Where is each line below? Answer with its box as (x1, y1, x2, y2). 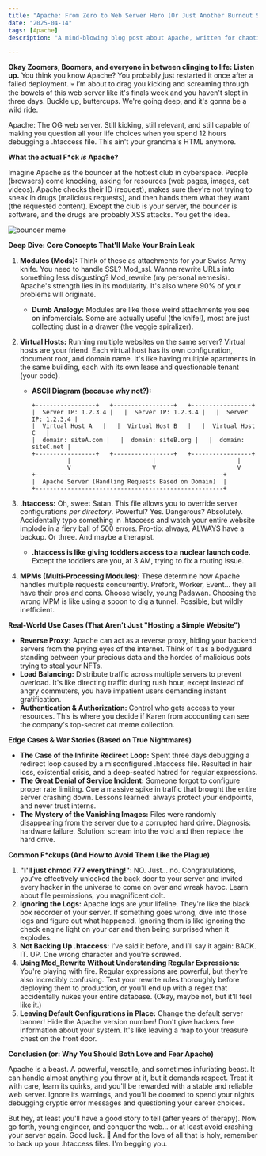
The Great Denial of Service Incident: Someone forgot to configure (19, 776, 241, 785)
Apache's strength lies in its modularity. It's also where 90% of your (19, 281, 241, 291)
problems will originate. (19, 290, 97, 299)
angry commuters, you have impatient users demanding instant (19, 686, 226, 696)
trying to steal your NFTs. (19, 661, 103, 670)
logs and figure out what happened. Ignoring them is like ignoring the (19, 916, 245, 925)
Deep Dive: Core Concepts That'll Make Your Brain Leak (8, 241, 196, 250)
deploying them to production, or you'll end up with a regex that (19, 983, 228, 993)
